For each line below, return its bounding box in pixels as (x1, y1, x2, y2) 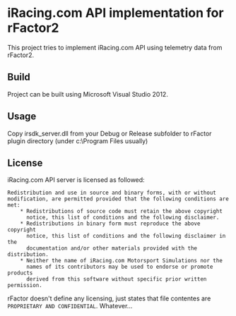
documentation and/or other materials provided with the (25, 245, 198, 252)
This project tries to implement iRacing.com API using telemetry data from (7, 43, 223, 51)
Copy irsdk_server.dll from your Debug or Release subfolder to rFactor (7, 129, 212, 138)
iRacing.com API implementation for (7, 5, 224, 21)
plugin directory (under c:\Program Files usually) (7, 136, 148, 145)
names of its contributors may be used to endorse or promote (25, 263, 213, 271)
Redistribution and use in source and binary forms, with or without (7, 189, 217, 197)
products (7, 269, 33, 276)
